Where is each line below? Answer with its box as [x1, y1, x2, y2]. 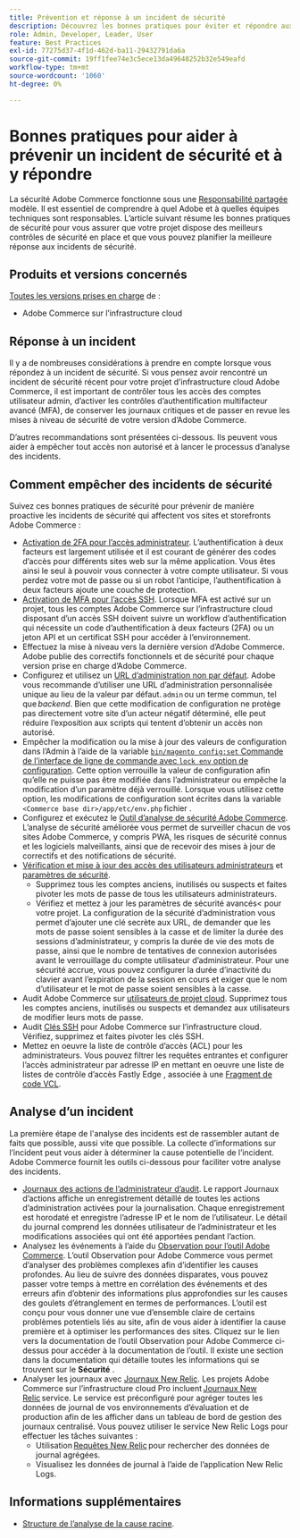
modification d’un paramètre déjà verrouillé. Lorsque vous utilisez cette [21, 784, 284, 794]
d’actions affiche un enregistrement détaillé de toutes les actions [21, 1193, 261, 1204]
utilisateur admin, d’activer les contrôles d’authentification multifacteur [9, 395, 268, 407]
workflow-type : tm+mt [9, 63, 90, 72]
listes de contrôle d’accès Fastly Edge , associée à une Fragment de [21, 1069, 272, 1079]
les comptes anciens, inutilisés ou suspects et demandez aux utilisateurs [21, 1002, 290, 1013]
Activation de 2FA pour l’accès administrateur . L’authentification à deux [21, 537, 284, 547]
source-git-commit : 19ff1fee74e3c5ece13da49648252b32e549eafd [9, 55, 246, 63]
